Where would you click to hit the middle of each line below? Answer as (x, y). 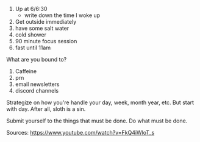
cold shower (31, 35)
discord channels (37, 91)
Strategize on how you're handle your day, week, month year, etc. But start (100, 102)
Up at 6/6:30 (31, 9)
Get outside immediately (46, 22)
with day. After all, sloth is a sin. (46, 109)
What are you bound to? (37, 59)
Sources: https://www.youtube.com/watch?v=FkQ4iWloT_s (80, 133)
